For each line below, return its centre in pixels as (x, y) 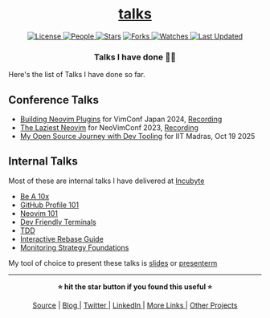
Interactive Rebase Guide (62, 238)
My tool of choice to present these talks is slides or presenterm (113, 263)
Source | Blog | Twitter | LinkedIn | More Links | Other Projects (135, 305)
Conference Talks (53, 100)
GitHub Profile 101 (49, 205)
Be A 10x (35, 196)
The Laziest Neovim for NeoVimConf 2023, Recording (109, 128)
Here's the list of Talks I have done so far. (77, 75)
